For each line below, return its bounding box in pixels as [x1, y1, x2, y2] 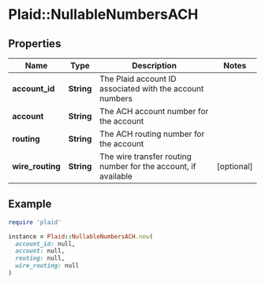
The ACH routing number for [99, 128, 205, 139]
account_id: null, [15, 240, 77, 248]
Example [8, 197, 52, 211]
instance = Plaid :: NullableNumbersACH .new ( [8, 232, 154, 241]
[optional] [216, 161, 253, 172]
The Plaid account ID [99, 73, 177, 84]
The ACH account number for [99, 106, 209, 116]
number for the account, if [99, 161, 196, 172]
